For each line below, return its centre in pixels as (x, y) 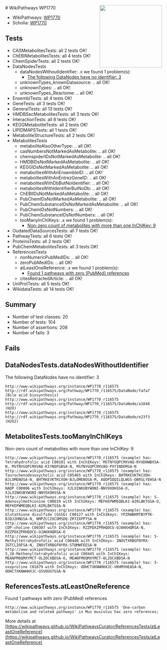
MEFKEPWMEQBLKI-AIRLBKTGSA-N (35, 506)
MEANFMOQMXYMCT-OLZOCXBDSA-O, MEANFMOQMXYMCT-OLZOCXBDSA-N (68, 558)
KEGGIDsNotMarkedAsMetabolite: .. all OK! (64, 167)
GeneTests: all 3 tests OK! (39, 103)
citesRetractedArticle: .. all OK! (51, 278)
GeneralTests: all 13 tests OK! (42, 109)
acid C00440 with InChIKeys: (84, 541)
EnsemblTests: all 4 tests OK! (42, 98)
